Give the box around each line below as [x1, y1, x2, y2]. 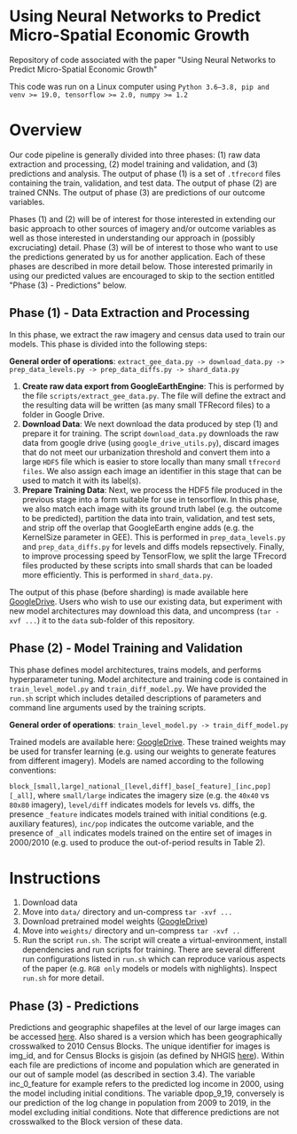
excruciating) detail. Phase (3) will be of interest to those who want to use [9, 242, 278, 252]
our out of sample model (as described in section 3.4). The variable [9, 1069, 255, 1080]
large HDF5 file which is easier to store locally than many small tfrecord [21, 456, 281, 467]
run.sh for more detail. [21, 972, 105, 983]
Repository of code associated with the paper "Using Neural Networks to [9, 54, 277, 65]
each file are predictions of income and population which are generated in [9, 1059, 279, 1071]
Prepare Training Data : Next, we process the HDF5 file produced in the [21, 484, 283, 495]
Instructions [9, 868, 101, 888]
